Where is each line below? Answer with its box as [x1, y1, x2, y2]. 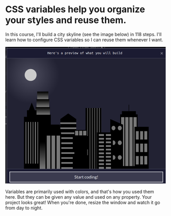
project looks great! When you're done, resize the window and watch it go [5, 199, 160, 205]
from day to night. [5, 205, 43, 211]
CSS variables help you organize [5, 4, 145, 15]
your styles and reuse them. [5, 14, 127, 26]
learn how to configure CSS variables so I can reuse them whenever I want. [5, 37, 163, 43]
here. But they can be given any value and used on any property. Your [5, 194, 152, 200]
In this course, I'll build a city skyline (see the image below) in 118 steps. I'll [5, 31, 162, 37]
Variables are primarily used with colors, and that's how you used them [5, 188, 154, 195]
